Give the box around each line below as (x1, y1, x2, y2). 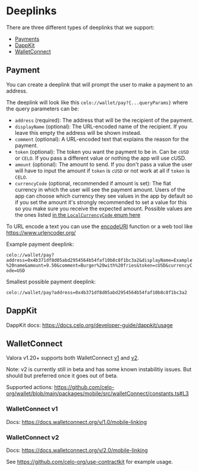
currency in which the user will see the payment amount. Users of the (14, 186, 185, 193)
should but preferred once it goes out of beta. (6, 372, 118, 380)
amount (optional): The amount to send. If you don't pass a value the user (14, 160, 193, 167)
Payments (14, 35, 40, 42)
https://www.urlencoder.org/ (6, 229, 76, 236)
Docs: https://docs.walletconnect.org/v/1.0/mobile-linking (6, 418, 147, 425)
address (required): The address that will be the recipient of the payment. (14, 116, 194, 124)
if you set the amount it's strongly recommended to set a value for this (14, 198, 187, 206)
